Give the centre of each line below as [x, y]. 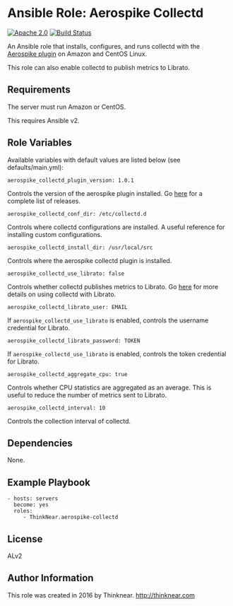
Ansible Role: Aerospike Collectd [106, 13]
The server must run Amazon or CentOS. [67, 107]
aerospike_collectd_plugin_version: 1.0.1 [71, 180]
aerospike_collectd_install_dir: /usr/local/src [80, 247]
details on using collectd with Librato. [62, 294]
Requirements [39, 90]
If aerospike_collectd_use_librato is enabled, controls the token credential [117, 354]
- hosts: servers [33, 499]
